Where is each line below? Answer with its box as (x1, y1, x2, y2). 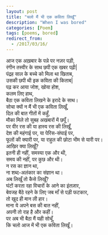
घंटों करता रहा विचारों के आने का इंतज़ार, (6, 182, 81, 189)
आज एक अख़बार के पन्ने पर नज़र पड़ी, (6, 57, 75, 64)
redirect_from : (6, 36, 43, 42)
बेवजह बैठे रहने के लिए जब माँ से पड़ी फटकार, (6, 188, 89, 196)
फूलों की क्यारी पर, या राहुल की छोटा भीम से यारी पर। (6, 136, 103, 143)
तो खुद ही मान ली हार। (6, 195, 48, 202)
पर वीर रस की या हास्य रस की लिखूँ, (6, 123, 73, 130)
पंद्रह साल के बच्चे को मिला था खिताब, (6, 70, 74, 77)
